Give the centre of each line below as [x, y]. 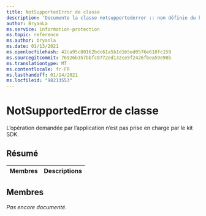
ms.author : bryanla [31, 40]
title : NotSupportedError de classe [53, 12]
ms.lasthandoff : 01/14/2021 [42, 75]
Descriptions [63, 171]
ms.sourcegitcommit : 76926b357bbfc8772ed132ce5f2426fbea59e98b [89, 58]
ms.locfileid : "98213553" [39, 80]
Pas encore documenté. [36, 207]
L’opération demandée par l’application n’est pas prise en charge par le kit [100, 128]
